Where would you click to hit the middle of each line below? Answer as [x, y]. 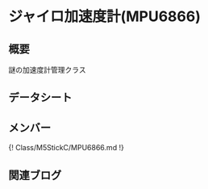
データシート [40, 98]
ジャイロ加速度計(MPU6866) [105, 17]
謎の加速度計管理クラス [47, 70]
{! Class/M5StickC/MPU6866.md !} [67, 148]
